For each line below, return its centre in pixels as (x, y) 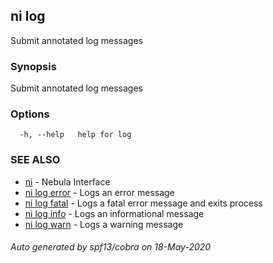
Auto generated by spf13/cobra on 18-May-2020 (111, 247)
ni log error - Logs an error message (99, 192)
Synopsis (33, 66)
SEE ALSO (35, 160)
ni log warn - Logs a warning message (104, 224)
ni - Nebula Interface (67, 181)
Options (30, 114)
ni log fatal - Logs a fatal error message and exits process (143, 203)
